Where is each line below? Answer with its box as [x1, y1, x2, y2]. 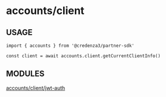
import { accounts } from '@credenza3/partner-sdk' [6, 43, 134, 49]
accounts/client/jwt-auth [6, 84, 65, 91]
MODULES [6, 69, 45, 79]
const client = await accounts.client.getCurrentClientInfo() [6, 53, 161, 59]
